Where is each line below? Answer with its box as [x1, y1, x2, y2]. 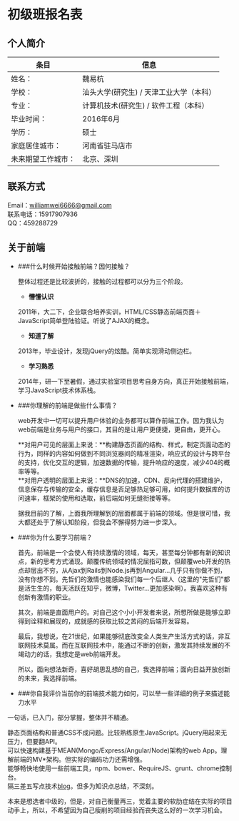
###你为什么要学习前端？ [17, 533, 93, 541]
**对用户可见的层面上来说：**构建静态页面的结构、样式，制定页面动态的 [17, 440, 230, 449]
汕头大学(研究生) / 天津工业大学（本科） [82, 87, 216, 97]
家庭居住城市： [11, 141, 62, 151]
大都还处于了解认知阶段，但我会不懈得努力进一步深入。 [17, 518, 180, 526]
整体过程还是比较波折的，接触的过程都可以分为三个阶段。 [17, 277, 187, 285]
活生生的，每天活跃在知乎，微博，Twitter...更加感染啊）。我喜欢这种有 [24, 583, 228, 592]
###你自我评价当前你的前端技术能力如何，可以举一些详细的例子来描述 [17, 689, 224, 698]
